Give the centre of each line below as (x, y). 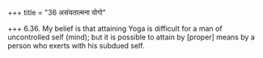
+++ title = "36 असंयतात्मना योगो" (57, 12)
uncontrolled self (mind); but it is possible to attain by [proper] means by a (131, 37)
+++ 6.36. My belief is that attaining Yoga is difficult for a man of (115, 29)
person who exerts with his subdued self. (76, 46)
